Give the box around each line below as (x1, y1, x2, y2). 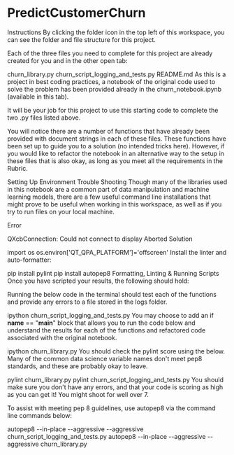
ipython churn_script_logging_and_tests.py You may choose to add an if (7, 311, 214, 319)
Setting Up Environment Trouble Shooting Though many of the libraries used (7, 177, 228, 186)
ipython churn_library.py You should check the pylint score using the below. (7, 346, 226, 355)
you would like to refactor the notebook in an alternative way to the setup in (7, 149, 225, 157)
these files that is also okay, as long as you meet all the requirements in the (7, 156, 224, 165)
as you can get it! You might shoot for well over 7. (7, 390, 149, 398)
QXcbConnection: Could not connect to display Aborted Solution (7, 234, 193, 243)
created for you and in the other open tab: (7, 56, 128, 64)
